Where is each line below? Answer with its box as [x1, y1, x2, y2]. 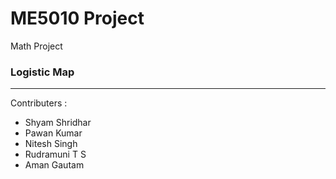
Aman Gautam [24, 159, 85, 171]
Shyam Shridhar [24, 117, 92, 129]
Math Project [10, 40, 63, 52]
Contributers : [10, 97, 68, 109]
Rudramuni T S [24, 148, 87, 161]
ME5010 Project [10, 7, 145, 30]
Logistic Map [10, 65, 75, 79]
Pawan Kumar [24, 127, 83, 139]
